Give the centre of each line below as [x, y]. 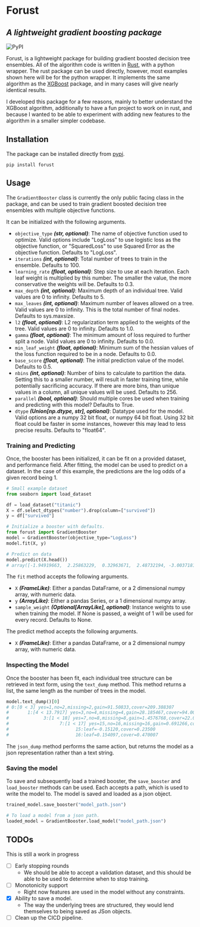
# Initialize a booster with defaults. [56, 527]
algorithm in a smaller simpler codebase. [56, 121]
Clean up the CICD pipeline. [49, 917]
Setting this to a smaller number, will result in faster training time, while [101, 379]
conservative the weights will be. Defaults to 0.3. [74, 284]
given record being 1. [32, 477]
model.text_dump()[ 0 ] [33, 702]
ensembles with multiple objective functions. [61, 210]
